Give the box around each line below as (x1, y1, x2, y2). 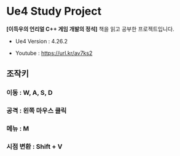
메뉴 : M (6, 124, 29, 133)
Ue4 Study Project (6, 4, 102, 18)
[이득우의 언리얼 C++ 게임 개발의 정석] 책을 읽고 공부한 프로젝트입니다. (6, 25, 174, 32)
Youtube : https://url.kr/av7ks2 (15, 49, 93, 56)
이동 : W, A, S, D (6, 89, 53, 97)
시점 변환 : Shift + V (6, 143, 63, 151)
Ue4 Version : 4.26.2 (15, 37, 68, 45)
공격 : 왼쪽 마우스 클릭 (6, 106, 67, 115)
